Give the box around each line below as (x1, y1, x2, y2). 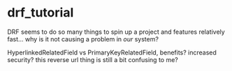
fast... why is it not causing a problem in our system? (7, 34, 159, 43)
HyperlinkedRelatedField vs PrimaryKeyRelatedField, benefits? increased (7, 48, 217, 57)
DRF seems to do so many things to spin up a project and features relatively (7, 28, 225, 36)
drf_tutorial (7, 5, 74, 21)
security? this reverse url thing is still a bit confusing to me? (7, 55, 178, 63)
